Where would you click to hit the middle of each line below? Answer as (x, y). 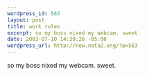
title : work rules (34, 26)
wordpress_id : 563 (34, 13)
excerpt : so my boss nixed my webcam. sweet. (74, 33)
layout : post (26, 20)
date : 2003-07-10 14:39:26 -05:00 (57, 39)
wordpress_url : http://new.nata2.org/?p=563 (72, 46)
